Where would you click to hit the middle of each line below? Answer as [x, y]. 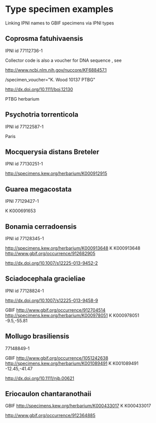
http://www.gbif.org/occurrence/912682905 [50, 253]
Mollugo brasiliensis [37, 337]
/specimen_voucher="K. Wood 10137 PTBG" [50, 79]
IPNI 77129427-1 [22, 201]
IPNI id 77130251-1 [24, 164]
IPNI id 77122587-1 [24, 127]
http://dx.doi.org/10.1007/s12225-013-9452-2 [52, 263]
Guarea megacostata [39, 189]
